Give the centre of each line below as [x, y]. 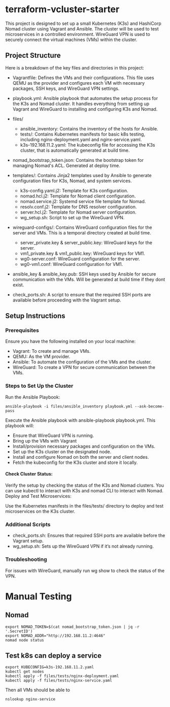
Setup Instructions [35, 316]
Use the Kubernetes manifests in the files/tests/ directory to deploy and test [84, 506]
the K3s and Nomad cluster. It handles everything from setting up [81, 104]
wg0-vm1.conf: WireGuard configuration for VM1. [72, 264]
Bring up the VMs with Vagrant [45, 441]
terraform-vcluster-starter [62, 9]
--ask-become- [150, 406]
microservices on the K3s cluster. [40, 511]
